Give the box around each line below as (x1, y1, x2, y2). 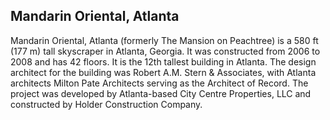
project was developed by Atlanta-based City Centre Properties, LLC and (10, 87, 312, 99)
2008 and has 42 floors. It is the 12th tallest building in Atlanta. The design (10, 55, 317, 68)
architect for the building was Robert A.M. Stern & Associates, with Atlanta (10, 66, 317, 78)
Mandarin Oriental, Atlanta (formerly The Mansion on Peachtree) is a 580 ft (10, 34, 319, 46)
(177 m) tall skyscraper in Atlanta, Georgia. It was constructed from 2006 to (10, 45, 321, 57)
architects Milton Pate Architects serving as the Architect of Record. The (10, 77, 309, 89)
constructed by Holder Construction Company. (10, 98, 203, 110)
